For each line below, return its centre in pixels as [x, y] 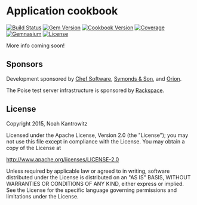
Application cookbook [62, 11]
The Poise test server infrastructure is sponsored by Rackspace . [85, 90]
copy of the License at [34, 148]
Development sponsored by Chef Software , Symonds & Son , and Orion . [94, 78]
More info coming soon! [36, 45]
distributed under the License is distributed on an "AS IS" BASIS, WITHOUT [98, 177]
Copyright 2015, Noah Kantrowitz [47, 123]
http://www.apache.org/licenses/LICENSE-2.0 [63, 159]
